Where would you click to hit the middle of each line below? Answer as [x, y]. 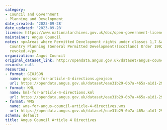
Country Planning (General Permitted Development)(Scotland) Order [81, 46]
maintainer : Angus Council [33, 38]
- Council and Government [32, 14]
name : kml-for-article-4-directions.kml [52, 92]
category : [15, 10]
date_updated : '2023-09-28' [34, 28]
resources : [16, 70]
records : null [20, 65]
